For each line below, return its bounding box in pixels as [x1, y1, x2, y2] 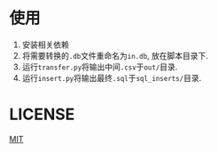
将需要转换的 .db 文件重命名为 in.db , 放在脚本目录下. [21, 50, 209, 60]
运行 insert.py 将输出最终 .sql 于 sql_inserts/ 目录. [21, 72, 202, 83]
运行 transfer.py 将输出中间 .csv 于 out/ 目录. [21, 61, 178, 72]
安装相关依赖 [21, 39, 69, 50]
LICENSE [9, 104, 75, 125]
